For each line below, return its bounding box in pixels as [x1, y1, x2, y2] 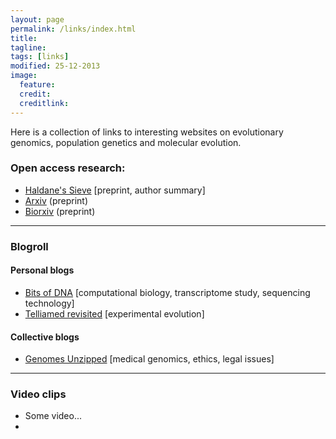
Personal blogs [10, 264, 75, 276]
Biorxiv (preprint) [24, 205, 96, 217]
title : [10, 33, 38, 43]
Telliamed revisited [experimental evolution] [24, 307, 205, 320]
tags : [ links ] [10, 52, 70, 62]
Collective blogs [10, 331, 80, 343]
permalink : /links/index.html [10, 24, 137, 34]
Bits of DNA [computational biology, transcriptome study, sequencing [24, 286, 311, 298]
